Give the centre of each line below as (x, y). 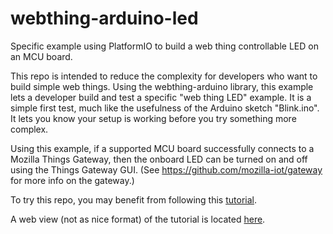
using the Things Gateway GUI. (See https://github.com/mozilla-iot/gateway (166, 169)
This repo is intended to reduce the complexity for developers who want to (164, 76)
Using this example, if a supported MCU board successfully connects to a (162, 148)
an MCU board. (41, 56)
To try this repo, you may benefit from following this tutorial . (133, 199)
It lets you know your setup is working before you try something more (153, 118)
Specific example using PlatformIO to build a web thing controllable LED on (164, 46)
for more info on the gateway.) (72, 180)
